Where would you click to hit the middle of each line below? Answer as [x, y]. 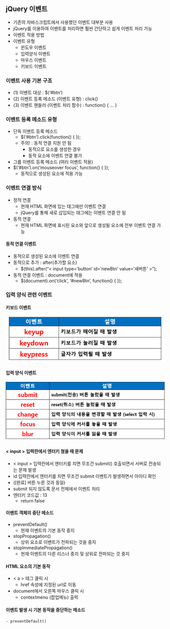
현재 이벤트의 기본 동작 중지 [47, 530]
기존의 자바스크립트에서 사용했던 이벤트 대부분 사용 [63, 22]
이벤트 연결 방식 [24, 188]
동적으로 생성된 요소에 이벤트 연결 [46, 256]
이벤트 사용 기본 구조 [29, 81]
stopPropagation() [32, 536]
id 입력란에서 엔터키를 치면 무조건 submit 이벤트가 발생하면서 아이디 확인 [84, 476]
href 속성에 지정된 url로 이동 [48, 585]
